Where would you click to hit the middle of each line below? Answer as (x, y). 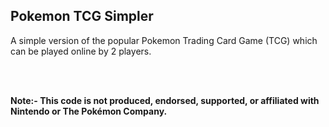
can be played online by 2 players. (81, 51)
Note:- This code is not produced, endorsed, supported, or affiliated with (165, 100)
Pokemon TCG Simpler (82, 16)
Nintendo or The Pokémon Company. (89, 111)
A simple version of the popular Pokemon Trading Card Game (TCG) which (164, 40)
